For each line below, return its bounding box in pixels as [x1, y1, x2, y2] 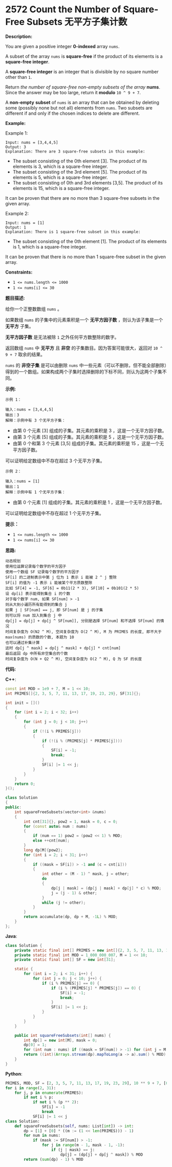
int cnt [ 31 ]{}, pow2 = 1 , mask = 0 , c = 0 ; [24, 819, 118, 824]
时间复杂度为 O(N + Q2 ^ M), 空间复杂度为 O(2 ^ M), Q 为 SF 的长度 [5, 656, 142, 661]
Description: [5, 33, 32, 39]
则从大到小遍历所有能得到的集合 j [5, 602, 68, 607]
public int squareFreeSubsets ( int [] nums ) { [14, 1033, 111, 1038]
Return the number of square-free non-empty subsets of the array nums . [5, 84, 160, 90]
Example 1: [5, 130, 28, 136]
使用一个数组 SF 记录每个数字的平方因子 [5, 569, 79, 574]
